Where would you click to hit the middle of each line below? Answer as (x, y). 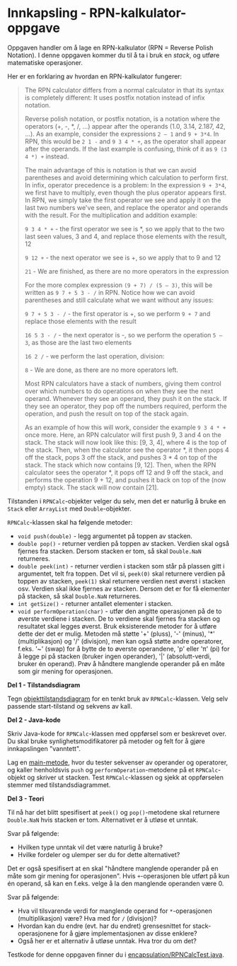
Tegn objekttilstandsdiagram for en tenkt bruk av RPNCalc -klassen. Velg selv (118, 699)
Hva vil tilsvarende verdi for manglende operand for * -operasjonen (115, 911)
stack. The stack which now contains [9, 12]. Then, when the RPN (120, 465)
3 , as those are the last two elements (78, 342)
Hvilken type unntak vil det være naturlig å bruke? (90, 847)
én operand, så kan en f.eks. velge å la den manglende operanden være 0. (116, 883)
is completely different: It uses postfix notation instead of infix (115, 98)
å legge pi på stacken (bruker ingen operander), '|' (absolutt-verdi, (114, 656)
